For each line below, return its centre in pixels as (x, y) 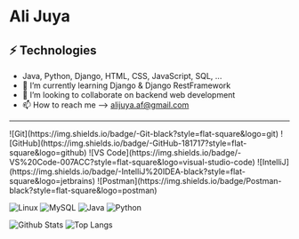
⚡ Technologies (53, 50)
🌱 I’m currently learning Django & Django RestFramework (126, 85)
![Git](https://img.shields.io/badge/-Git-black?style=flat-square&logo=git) (144, 134)
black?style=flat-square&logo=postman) (83, 190)
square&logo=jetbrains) (53, 181)
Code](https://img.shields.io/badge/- (174, 152)
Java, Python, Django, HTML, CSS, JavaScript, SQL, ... (122, 76)
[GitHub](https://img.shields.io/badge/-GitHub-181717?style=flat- (128, 143)
